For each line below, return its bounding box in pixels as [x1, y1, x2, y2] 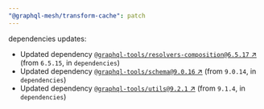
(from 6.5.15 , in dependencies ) [19, 58, 121, 67]
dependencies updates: [8, 34, 87, 43]
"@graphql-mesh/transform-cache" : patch [8, 11, 146, 20]
